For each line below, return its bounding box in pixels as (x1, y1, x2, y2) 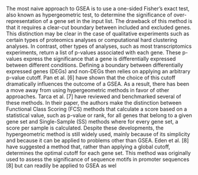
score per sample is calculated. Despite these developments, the (6, 124, 164, 131)
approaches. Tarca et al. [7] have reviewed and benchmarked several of (6, 93, 181, 100)
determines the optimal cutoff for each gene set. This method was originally (6, 150, 191, 156)
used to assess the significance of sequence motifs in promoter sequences (6, 156, 190, 163)
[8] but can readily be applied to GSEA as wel (6, 162, 117, 169)
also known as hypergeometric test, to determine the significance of (6, 11, 173, 18)
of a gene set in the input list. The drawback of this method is (43, 18, 193, 24)
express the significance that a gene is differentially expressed (23, 56, 176, 62)
